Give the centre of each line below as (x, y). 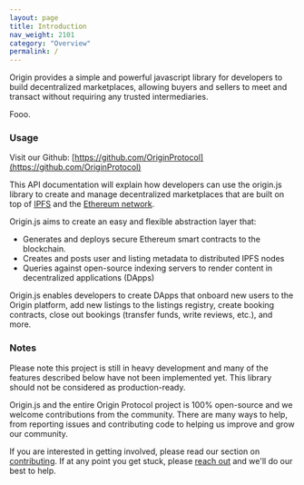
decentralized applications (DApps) (88, 278)
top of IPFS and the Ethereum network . (82, 204)
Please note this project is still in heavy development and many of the (139, 368)
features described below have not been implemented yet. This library (141, 377)
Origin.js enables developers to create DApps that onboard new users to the (152, 295)
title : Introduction (49, 26)
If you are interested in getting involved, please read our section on (135, 451)
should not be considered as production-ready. (98, 387)
